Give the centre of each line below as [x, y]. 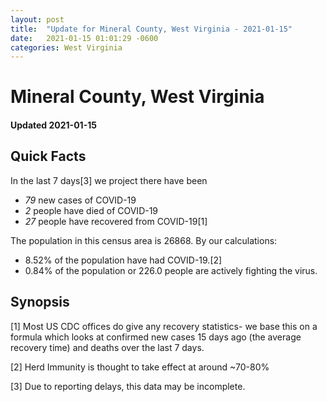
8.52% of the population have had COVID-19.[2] [123, 260]
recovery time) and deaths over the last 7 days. [107, 347]
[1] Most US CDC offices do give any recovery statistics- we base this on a [164, 326]
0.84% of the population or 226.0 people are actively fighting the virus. [171, 270]
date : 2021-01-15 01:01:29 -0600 [84, 38]
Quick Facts [48, 156]
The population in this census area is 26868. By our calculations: [144, 240]
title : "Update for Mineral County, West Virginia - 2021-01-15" [151, 29]
